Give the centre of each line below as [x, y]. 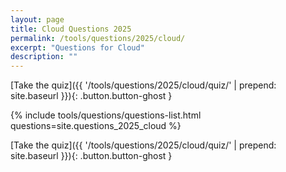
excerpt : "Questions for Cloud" [77, 47]
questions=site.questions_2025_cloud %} [96, 126]
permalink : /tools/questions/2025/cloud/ [98, 38]
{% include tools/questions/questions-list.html [106, 115]
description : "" [44, 57]
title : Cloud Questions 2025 [71, 29]
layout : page [37, 19]
